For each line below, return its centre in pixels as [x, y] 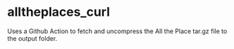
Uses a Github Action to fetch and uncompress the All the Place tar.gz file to [117, 31]
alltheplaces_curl [59, 12]
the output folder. [32, 38]
